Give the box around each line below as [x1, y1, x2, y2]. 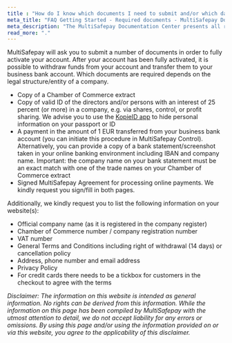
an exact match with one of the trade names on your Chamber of [17, 164, 202, 172]
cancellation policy [17, 249, 71, 258]
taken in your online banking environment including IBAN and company [17, 149, 220, 158]
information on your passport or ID [17, 120, 116, 128]
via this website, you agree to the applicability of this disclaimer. [7, 329, 191, 337]
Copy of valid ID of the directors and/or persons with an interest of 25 [17, 98, 216, 107]
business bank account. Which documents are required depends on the [7, 70, 211, 79]
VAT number [17, 235, 53, 243]
